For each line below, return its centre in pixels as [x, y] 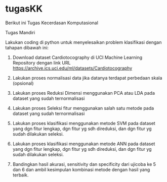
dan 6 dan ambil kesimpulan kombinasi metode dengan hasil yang [81, 169]
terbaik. [20, 175]
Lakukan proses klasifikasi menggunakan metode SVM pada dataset [84, 123]
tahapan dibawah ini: [27, 47]
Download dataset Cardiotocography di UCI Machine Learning [77, 57]
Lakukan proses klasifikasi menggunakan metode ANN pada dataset [84, 144]
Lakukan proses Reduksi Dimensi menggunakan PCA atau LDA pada [84, 93]
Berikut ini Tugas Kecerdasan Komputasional [52, 23]
